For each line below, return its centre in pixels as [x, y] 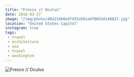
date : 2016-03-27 [23, 14]
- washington [21, 56]
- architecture [23, 42]
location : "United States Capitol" [42, 23]
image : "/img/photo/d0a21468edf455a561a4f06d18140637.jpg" [67, 19]
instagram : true [22, 28]
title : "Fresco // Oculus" [33, 10]
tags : [11, 33]
